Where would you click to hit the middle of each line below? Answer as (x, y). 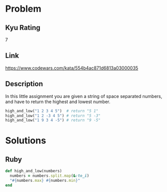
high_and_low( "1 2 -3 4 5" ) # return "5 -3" (53, 116)
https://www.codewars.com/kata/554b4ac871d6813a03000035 (72, 68)
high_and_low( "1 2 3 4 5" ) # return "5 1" (52, 111)
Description (24, 84)
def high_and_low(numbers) (34, 171)
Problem (23, 9)
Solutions (26, 141)
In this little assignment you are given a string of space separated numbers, (84, 96)
